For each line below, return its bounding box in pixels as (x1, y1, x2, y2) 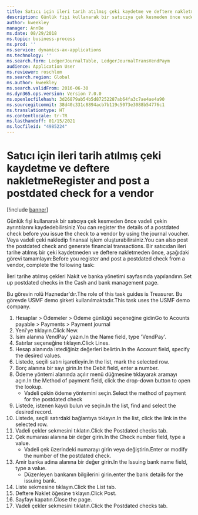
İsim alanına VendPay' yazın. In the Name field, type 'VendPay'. (15, 333, 167, 340)
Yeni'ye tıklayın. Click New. (15, 326, 79, 334)
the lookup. (15, 383, 43, 390)
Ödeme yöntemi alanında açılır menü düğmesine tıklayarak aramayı (15, 371, 177, 378)
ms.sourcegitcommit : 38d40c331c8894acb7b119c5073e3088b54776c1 (6, 101, 165, 108)
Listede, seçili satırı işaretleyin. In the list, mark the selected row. (15, 358, 170, 365)
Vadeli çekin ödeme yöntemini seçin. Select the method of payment (24, 389, 186, 397)
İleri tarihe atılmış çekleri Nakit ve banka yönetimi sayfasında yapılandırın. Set (6, 272, 192, 280)
